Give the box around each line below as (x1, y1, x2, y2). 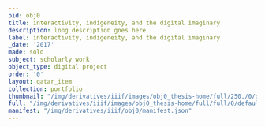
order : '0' (8, 70, 44, 78)
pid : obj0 (8, 11, 41, 20)
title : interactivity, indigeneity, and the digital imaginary (8, 19, 221, 27)
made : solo (8, 48, 44, 56)
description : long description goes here (8, 26, 147, 34)
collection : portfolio (8, 84, 83, 93)
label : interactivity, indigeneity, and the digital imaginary (8, 33, 221, 42)
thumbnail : (8, 92, 44, 100)
